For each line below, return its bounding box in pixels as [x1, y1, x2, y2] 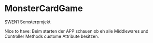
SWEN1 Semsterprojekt [4, 19, 51, 25]
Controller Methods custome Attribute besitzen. [4, 33, 99, 39]
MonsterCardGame [4, 3, 83, 14]
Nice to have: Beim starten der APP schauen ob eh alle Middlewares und [4, 28, 149, 34]
